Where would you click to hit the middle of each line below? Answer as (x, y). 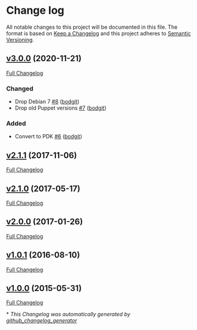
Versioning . (20, 40)
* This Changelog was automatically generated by (68, 314)
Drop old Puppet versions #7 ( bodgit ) (61, 108)
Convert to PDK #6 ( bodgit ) (48, 137)
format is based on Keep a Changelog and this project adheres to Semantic (98, 33)
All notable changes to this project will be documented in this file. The (92, 27)
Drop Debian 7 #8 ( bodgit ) (47, 102)
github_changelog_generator (42, 320)
